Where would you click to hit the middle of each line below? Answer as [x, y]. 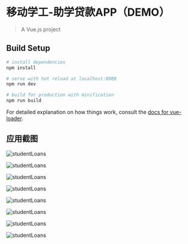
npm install [21, 68]
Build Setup [28, 48]
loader [14, 118]
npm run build [24, 101]
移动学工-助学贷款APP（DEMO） [88, 12]
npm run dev [21, 84]
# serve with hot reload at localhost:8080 [62, 79]
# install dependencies [36, 62]
